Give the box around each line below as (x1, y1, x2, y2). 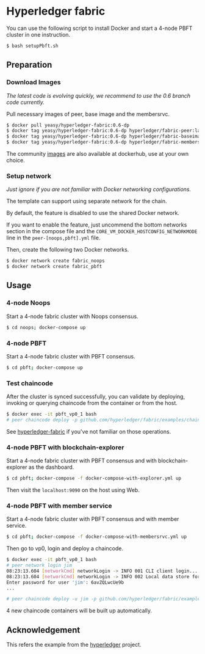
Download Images (6, 78, 61, 87)
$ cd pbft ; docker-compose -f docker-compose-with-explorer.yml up (6, 475, 182, 482)
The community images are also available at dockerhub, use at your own (6, 150, 189, 157)
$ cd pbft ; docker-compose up (6, 365, 84, 371)
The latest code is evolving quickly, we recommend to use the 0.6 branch (6, 92, 191, 99)
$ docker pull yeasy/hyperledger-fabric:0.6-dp (6, 122, 130, 128)
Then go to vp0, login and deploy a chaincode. (6, 545, 124, 552)
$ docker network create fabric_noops (6, 258, 105, 264)
